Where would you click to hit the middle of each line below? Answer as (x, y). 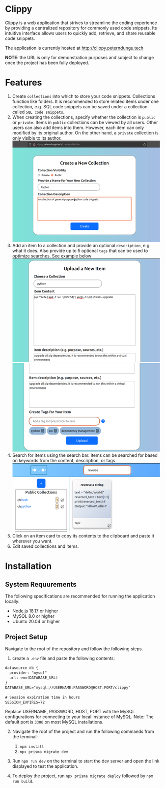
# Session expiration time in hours (42, 697)
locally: (12, 601)
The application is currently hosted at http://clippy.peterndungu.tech (74, 48)
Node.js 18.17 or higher (35, 611)
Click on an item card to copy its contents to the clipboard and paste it (83, 536)
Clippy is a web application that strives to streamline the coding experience (81, 23)
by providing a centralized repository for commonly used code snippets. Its (81, 28)
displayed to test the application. (45, 766)
